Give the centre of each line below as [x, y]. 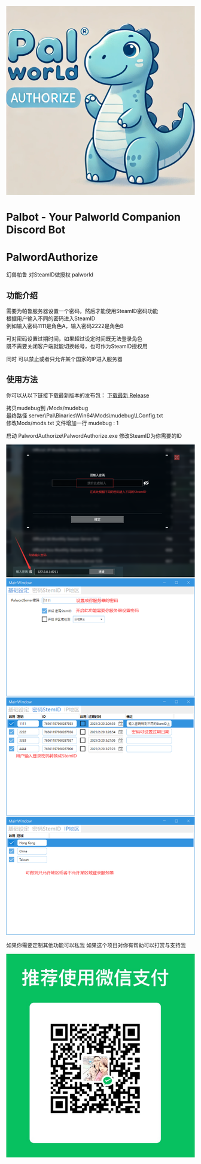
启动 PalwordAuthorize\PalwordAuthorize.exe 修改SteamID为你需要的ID [94, 435]
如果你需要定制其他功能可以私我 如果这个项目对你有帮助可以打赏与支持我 [96, 945]
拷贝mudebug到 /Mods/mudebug [47, 408]
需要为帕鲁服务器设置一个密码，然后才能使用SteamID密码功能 [82, 311]
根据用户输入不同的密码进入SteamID [51, 318]
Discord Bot [36, 230]
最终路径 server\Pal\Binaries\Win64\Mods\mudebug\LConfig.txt [85, 415]
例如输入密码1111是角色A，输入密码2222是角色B [65, 326]
